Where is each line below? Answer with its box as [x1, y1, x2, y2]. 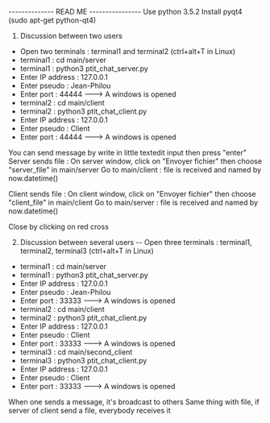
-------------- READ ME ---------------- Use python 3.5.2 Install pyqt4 [8, 7, 243, 16]
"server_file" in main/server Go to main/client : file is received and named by [8, 165, 262, 174]
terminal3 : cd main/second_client [19, 347, 133, 357]
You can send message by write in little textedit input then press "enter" [8, 148, 247, 157]
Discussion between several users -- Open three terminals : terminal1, [19, 238, 252, 247]
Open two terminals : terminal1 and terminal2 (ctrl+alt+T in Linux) [19, 47, 236, 56]
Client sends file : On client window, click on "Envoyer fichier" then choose [8, 189, 256, 198]
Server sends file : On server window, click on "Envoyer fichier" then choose [8, 156, 263, 166]
